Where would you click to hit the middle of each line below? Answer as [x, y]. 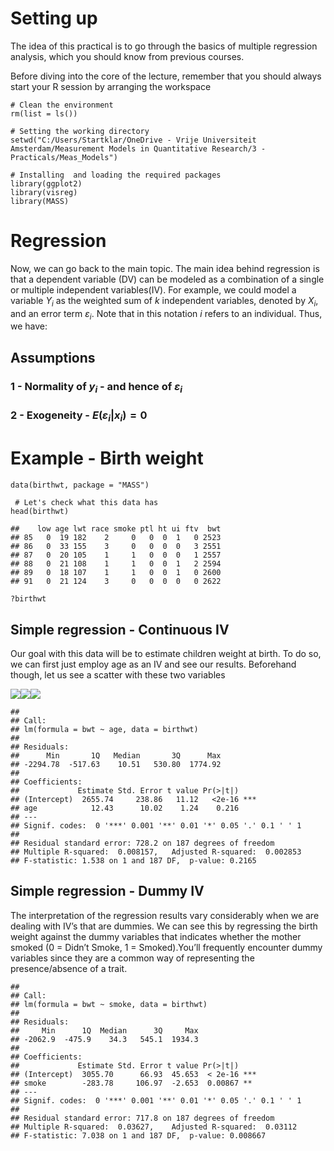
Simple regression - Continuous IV [120, 629]
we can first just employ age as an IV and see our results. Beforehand [153, 664]
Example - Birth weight [107, 458]
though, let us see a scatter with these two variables [118, 674]
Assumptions [53, 357]
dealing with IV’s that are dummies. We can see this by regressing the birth [164, 926]
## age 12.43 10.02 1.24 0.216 [125, 808]
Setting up [54, 18]
